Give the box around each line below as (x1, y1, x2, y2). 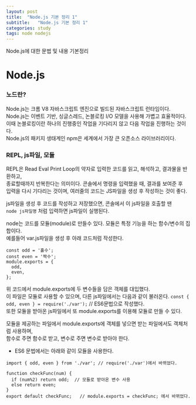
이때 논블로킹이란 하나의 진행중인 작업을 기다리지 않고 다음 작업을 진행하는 (6, 120, 175, 127)
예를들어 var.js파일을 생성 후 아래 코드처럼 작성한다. (6, 234, 124, 242)
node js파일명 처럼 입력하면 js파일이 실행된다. (6, 207, 110, 214)
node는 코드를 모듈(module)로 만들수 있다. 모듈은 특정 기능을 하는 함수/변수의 (6, 219, 184, 227)
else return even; (11, 381, 57, 388)
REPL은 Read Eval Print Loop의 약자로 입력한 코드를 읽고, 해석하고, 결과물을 (6, 165, 182, 172)
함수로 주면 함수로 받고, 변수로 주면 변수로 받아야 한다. (6, 334, 130, 342)
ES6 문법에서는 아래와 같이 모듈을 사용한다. (14, 347, 114, 354)
